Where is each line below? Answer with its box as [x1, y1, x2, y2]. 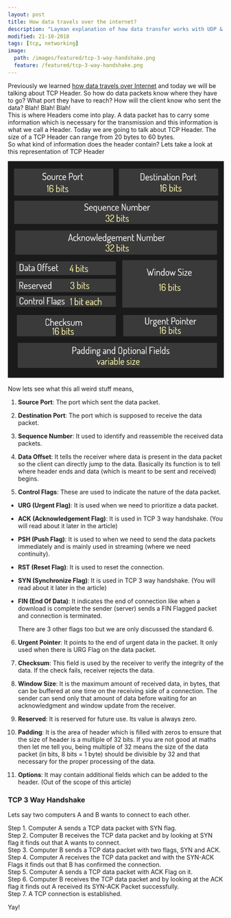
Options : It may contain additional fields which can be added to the [17, 770, 208, 778]
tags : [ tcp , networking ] [8, 40, 79, 47]
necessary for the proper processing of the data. [17, 757, 156, 765]
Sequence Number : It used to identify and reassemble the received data [17, 432, 223, 440]
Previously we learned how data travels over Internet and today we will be [8, 81, 217, 89]
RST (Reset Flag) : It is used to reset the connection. [17, 562, 165, 571]
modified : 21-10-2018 [8, 33, 70, 40]
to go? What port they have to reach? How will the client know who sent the [8, 96, 221, 105]
